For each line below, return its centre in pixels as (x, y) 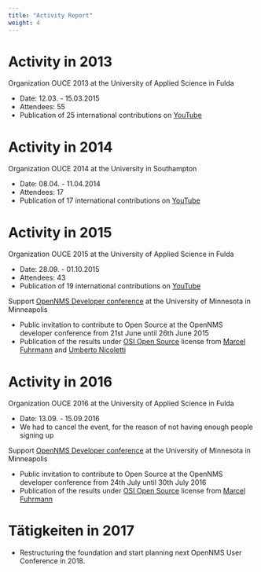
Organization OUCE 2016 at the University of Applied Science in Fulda (121, 403)
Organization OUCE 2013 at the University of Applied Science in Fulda (121, 83)
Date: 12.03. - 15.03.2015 (59, 98)
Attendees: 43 (42, 278)
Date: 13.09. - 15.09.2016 (59, 419)
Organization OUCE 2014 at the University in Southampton (103, 169)
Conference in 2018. (52, 561)
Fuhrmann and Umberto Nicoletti (73, 350)
